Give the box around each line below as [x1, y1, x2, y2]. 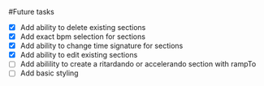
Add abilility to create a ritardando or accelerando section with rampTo [19, 59, 257, 69]
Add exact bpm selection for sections [19, 32, 146, 41]
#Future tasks [8, 7, 54, 16]
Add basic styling [19, 68, 79, 78]
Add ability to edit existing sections [19, 50, 138, 60]
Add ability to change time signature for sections [19, 41, 184, 51]
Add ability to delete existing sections [19, 23, 146, 32]
